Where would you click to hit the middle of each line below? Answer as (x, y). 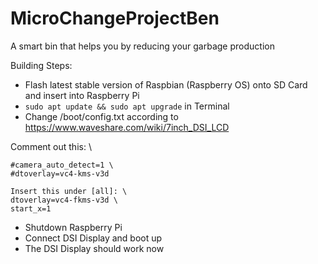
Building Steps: (41, 65)
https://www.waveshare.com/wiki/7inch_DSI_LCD (127, 127)
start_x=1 (31, 208)
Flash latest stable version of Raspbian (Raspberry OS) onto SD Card (166, 84)
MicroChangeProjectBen (115, 18)
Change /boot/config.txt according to (101, 116)
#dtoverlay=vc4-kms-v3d (60, 173)
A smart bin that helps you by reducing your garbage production (142, 46)
